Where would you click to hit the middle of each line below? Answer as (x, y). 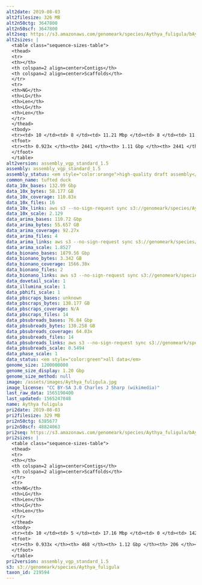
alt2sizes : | (23, 40)
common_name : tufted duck (38, 180)
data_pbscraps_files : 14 (37, 315)
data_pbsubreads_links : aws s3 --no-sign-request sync (76, 343)
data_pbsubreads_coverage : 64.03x (50, 331)
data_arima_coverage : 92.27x (43, 230)
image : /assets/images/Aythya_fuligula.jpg (62, 382)
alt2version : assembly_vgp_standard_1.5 (58, 163)
